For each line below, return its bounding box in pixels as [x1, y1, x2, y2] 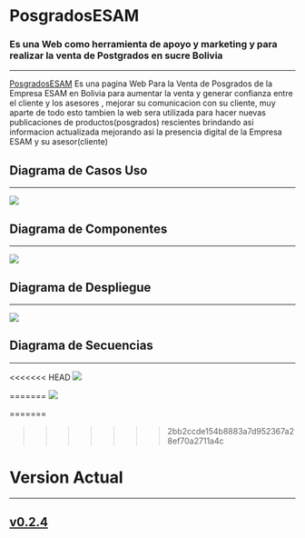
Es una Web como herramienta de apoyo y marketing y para [9, 38, 279, 51]
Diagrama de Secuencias [9, 338, 154, 354]
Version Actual [9, 467, 124, 487]
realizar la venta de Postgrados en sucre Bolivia [9, 49, 223, 62]
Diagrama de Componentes [9, 221, 168, 236]
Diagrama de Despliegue [9, 279, 152, 295]
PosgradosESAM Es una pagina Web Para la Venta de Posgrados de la [9, 78, 272, 89]
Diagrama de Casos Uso [9, 163, 148, 178]
